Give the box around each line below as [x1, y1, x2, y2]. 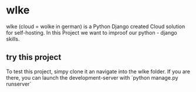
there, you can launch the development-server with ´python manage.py [6, 74, 178, 81]
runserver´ [6, 80, 32, 87]
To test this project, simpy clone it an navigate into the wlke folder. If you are [6, 68, 191, 75]
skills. [6, 35, 20, 42]
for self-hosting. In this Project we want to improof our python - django [6, 29, 177, 36]
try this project [6, 52, 62, 62]
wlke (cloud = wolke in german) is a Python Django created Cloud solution [6, 23, 185, 30]
